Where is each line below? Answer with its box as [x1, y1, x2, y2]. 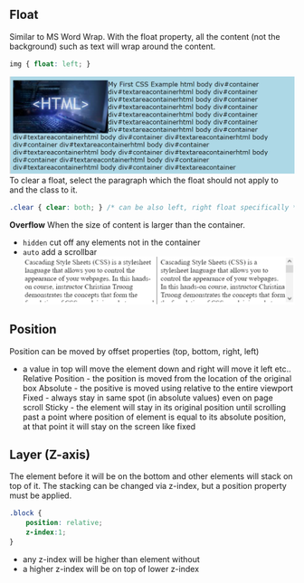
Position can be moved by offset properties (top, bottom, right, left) [9, 345, 260, 356]
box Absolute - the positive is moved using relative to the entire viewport [22, 382, 294, 393]
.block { [9, 509, 43, 518]
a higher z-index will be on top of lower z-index [22, 563, 200, 574]
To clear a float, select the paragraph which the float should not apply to [9, 175, 279, 186]
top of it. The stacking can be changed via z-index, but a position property [9, 481, 287, 492]
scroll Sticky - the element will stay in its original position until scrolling [22, 401, 287, 412]
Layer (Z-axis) [9, 447, 90, 462]
